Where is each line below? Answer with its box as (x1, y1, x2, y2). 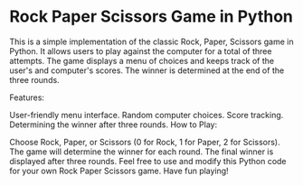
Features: (9, 92, 45, 103)
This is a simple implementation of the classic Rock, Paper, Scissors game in (9, 36, 294, 47)
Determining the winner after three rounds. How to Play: (9, 119, 218, 130)
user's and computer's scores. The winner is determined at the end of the (9, 65, 285, 76)
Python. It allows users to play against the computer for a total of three (9, 45, 272, 56)
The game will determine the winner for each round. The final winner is (9, 146, 274, 157)
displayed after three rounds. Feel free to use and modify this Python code (9, 155, 287, 166)
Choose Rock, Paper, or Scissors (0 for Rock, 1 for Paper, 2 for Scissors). (9, 136, 280, 147)
